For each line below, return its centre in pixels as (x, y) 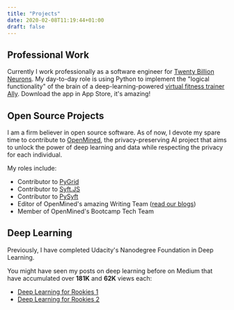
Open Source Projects (56, 116)
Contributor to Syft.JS (49, 189)
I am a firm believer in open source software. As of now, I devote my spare (114, 132)
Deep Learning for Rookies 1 (58, 292)
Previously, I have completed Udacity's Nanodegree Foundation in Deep (110, 250)
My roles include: (32, 168)
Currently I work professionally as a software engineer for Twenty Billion (111, 72)
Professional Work (48, 55)
